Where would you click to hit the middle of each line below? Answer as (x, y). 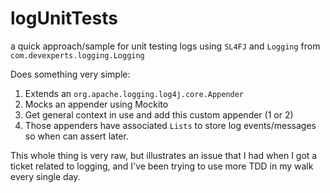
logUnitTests (64, 18)
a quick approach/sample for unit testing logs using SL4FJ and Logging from (165, 46)
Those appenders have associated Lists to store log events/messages (170, 125)
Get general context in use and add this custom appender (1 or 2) (159, 114)
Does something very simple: (70, 74)
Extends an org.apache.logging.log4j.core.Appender (134, 93)
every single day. (45, 176)
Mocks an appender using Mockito (96, 104)
